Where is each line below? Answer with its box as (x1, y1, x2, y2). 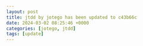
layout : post (6, 8, 39, 15)
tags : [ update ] (6, 31, 44, 37)
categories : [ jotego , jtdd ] (6, 25, 76, 32)
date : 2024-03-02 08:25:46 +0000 (6, 20, 89, 26)
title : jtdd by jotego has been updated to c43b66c (6, 14, 137, 20)
